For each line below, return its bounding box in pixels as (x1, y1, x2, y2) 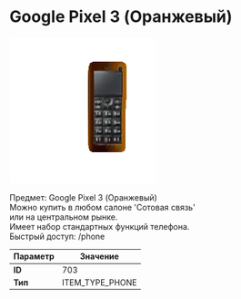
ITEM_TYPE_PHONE (62, 276, 137, 288)
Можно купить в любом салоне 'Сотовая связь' (9, 201, 196, 212)
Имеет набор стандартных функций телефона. (9, 221, 190, 232)
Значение (80, 251, 120, 262)
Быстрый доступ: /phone (9, 231, 105, 242)
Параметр (13, 251, 55, 262)
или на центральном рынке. (9, 211, 118, 222)
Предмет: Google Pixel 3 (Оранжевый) (9, 191, 157, 202)
